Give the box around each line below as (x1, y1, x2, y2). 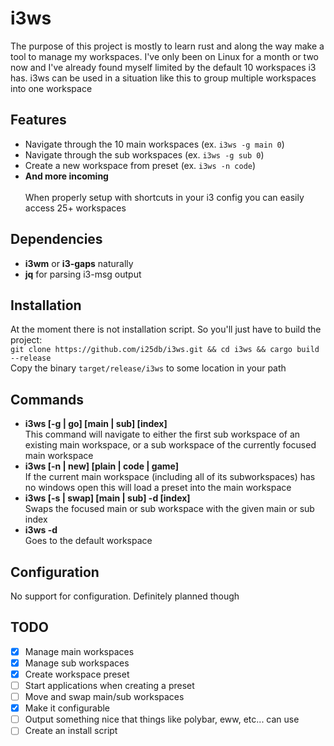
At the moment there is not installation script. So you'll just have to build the (10, 323, 322, 336)
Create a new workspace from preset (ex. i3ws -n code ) (24, 159, 257, 171)
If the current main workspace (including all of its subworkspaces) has (24, 471, 316, 483)
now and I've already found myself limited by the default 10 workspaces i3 (10, 61, 317, 73)
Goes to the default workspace (24, 535, 153, 547)
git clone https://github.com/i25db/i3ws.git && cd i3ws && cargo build (10, 345, 320, 355)
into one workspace (10, 82, 93, 94)
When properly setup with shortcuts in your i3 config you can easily (24, 191, 305, 203)
